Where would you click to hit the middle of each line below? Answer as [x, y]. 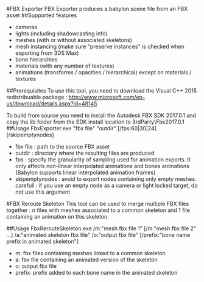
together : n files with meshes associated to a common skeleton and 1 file [98, 210]
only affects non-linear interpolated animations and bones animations [102, 166]
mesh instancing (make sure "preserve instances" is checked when [100, 46]
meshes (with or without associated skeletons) [74, 40]
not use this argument [43, 192]
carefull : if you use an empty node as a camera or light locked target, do [106, 185]
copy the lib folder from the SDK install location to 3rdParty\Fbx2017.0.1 [95, 122]
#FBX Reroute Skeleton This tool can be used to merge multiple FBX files [98, 204]
